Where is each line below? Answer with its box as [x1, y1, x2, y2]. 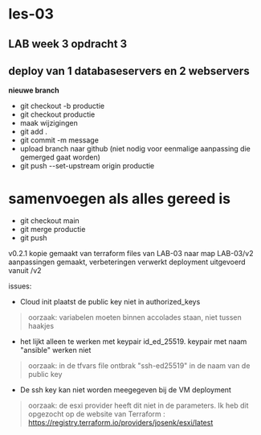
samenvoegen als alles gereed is [8, 189, 231, 208]
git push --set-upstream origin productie [19, 161, 155, 171]
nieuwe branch [8, 85, 60, 95]
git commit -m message [19, 135, 99, 145]
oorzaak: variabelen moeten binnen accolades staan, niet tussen [27, 313, 243, 322]
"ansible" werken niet [19, 346, 92, 355]
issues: [8, 281, 32, 291]
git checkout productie [19, 110, 96, 119]
